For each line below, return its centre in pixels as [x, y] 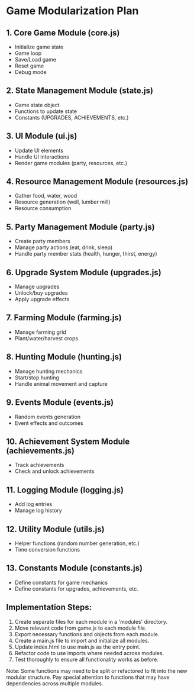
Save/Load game [35, 59]
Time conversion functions [47, 549]
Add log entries [33, 504]
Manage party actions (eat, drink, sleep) [64, 247]
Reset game [29, 66]
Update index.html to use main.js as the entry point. [77, 647]
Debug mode [30, 72]
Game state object [37, 105]
